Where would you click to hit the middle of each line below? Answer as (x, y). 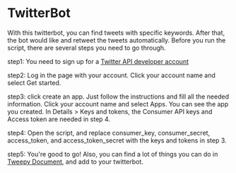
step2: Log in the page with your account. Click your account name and (111, 75)
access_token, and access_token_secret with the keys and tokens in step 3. (117, 140)
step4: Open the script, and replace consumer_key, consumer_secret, (109, 133)
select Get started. (34, 82)
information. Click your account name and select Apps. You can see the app (118, 104)
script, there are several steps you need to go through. (87, 48)
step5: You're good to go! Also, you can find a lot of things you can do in (113, 154)
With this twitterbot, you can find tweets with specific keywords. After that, (116, 33)
